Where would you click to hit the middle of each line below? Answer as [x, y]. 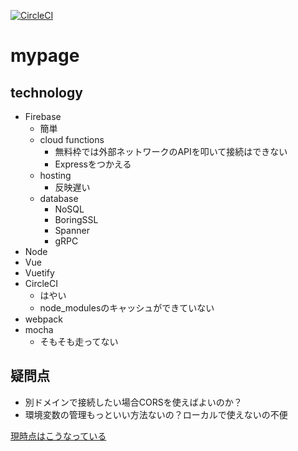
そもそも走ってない [79, 341]
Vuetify [39, 273]
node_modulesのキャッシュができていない [127, 308]
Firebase [43, 116]
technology [46, 92]
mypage [45, 56]
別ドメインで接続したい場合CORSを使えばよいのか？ [133, 402]
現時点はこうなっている [58, 436]
